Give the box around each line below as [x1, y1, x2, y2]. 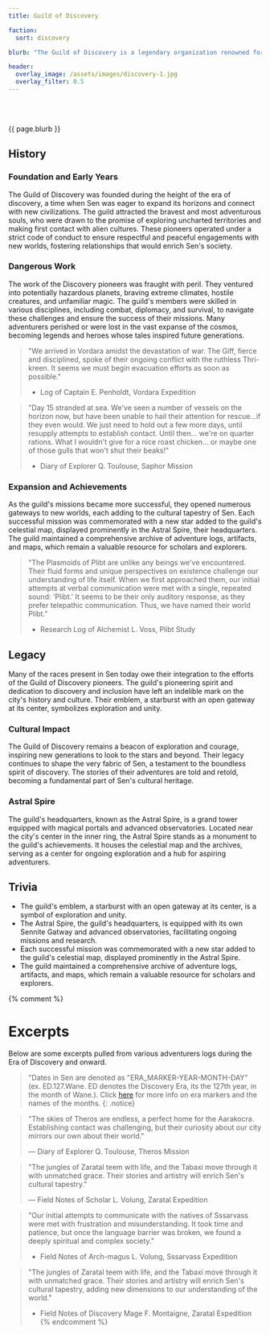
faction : [8, 26, 38, 35]
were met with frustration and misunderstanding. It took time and [27, 1219, 243, 1229]
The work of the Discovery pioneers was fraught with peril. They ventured [8, 279, 254, 289]
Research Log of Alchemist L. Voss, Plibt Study [39, 625, 195, 634]
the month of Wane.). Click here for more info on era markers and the [27, 1090, 257, 1100]
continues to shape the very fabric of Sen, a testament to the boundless [8, 759, 247, 769]
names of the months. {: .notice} [27, 1098, 135, 1108]
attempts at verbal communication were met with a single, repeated [27, 584, 252, 593]
